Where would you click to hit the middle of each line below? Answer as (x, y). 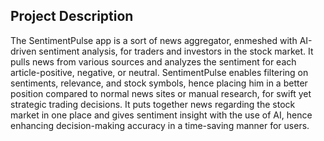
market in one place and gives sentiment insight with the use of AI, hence (161, 115)
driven (23, 51)
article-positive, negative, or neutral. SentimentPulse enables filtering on (159, 72)
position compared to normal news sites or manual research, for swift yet (161, 93)
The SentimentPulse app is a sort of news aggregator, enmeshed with (154, 40)
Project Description (72, 16)
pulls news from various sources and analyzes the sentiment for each (153, 61)
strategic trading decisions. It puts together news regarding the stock (153, 104)
